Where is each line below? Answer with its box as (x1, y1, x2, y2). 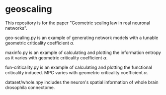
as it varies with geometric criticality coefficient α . (5, 54, 108, 60)
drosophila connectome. (5, 84, 55, 90)
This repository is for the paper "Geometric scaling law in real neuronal (5, 20, 151, 26)
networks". (5, 25, 27, 31)
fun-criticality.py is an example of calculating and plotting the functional (5, 64, 153, 70)
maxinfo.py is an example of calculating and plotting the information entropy (5, 49, 162, 55)
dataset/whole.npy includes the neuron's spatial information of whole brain (5, 79, 159, 85)
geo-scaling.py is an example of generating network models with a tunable (5, 35, 159, 41)
